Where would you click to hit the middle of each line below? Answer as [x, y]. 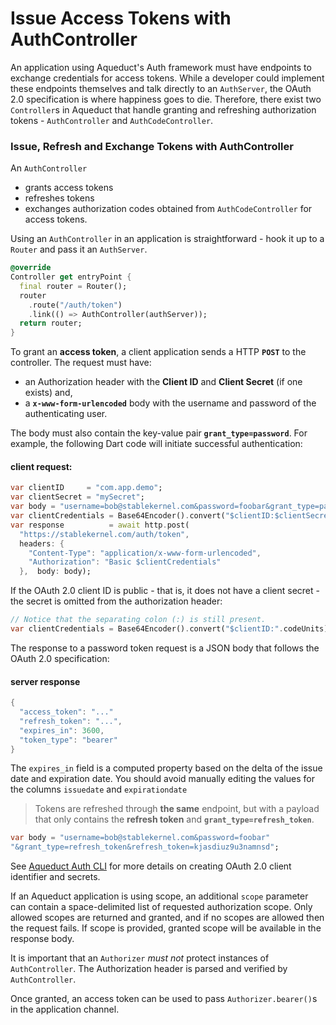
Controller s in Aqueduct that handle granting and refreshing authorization [163, 109]
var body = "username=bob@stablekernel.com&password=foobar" [140, 838]
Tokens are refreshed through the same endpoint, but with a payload [177, 809]
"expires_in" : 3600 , [62, 730]
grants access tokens [69, 188]
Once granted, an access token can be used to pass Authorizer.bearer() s [164, 999]
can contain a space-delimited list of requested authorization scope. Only [161, 907]
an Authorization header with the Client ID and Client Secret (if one [163, 382]
